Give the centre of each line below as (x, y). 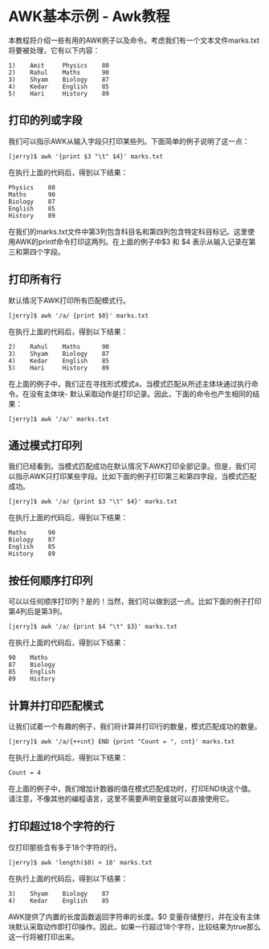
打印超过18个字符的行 (61, 826)
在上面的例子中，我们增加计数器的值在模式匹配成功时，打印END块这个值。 (132, 789)
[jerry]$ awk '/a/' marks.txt (59, 419)
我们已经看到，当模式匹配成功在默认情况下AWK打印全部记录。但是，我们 (129, 466)
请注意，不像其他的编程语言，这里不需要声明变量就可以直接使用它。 (121, 799)
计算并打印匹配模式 (56, 705)
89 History (32, 679)
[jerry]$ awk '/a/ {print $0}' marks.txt (79, 315)
